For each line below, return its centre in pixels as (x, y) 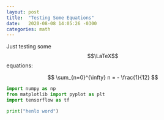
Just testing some (29, 47)
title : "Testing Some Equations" (50, 18)
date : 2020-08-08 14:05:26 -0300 (52, 23)
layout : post (23, 12)
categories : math (28, 29)
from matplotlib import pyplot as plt (56, 95)
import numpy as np (31, 89)
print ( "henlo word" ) (33, 111)
